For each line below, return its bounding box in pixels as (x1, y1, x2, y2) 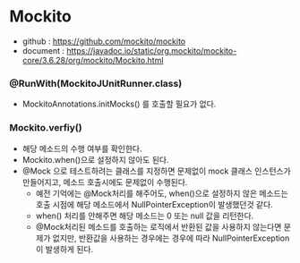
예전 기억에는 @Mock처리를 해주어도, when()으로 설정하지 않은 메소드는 (35, 188, 288, 199)
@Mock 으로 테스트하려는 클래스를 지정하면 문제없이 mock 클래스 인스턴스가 (21, 165, 291, 176)
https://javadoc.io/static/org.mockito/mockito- (66, 45, 237, 55)
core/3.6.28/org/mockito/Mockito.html (21, 55, 164, 65)
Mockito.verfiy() (9, 122, 82, 134)
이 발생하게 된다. (35, 243, 94, 254)
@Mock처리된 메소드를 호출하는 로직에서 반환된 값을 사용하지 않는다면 (35, 221, 282, 232)
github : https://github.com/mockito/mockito (21, 36, 186, 47)
